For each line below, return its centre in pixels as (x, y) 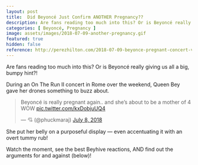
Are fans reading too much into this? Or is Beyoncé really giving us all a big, (98, 67)
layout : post (22, 11)
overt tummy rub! (27, 138)
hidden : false (24, 45)
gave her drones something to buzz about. (58, 90)
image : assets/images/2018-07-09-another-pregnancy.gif (76, 34)
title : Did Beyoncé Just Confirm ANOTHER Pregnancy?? (75, 17)
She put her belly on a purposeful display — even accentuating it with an (94, 131)
